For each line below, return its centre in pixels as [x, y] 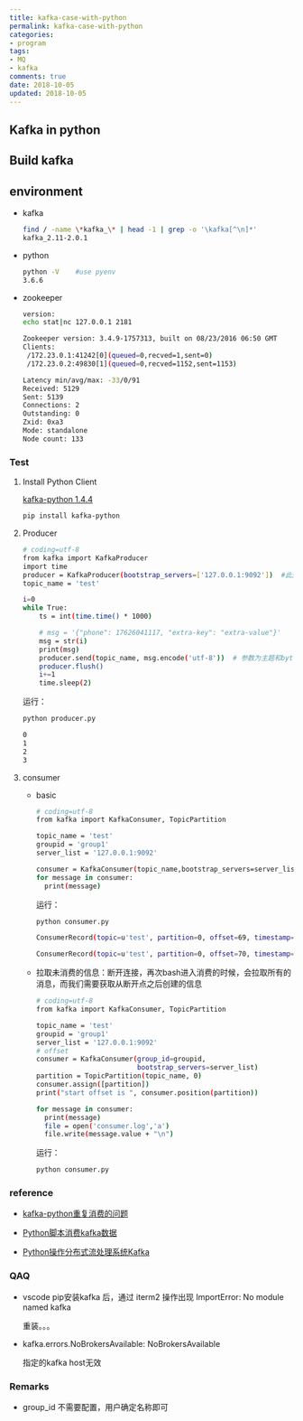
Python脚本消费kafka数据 [69, 1233]
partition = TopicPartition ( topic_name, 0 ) [119, 1076]
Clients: [39, 347]
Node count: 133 [53, 439]
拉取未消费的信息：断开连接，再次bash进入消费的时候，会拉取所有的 [163, 973]
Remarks [29, 1386]
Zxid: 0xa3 [43, 422]
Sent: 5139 [43, 397]
